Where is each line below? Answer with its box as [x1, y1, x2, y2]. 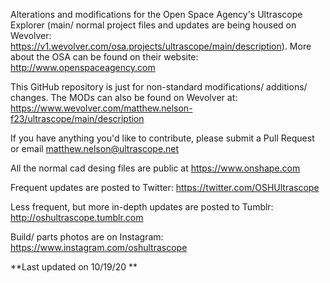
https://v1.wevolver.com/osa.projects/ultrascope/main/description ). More [10, 40, 312, 52]
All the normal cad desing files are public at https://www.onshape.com [10, 162, 301, 174]
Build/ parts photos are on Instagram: [10, 231, 164, 243]
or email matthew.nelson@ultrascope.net [10, 143, 180, 154]
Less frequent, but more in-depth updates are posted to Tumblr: [10, 201, 274, 213]
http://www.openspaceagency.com [10, 62, 156, 73]
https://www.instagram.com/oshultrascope [10, 242, 188, 253]
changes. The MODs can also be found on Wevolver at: [10, 92, 238, 103]
